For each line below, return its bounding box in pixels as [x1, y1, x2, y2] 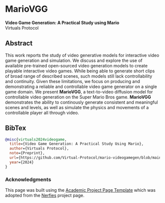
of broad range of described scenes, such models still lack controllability [5, 73, 152, 79]
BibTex [5, 124, 26, 132]
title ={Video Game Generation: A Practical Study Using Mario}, [9, 142, 144, 146]
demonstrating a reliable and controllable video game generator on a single [5, 84, 157, 89]
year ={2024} [9, 160, 34, 165]
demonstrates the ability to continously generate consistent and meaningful [5, 99, 158, 105]
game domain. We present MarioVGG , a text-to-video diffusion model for [5, 88, 153, 94]
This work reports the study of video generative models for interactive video [5, 52, 160, 58]
